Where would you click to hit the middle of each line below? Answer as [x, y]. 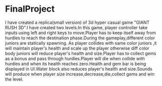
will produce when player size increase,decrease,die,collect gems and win [80, 74]
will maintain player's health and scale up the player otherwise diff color [77, 48]
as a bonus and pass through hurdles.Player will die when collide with [75, 58]
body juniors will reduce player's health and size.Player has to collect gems [81, 53]
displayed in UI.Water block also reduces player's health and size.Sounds [79, 69]
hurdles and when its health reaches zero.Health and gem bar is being [76, 64]
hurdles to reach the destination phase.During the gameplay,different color [80, 38]
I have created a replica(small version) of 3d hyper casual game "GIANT [77, 22]
